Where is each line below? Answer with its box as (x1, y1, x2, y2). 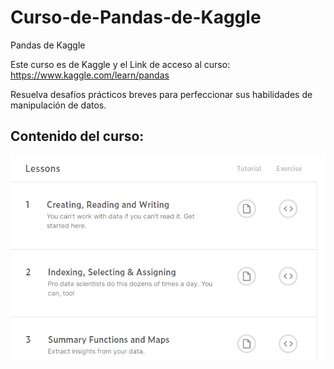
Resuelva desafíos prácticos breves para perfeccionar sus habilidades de (10, 88, 313, 100)
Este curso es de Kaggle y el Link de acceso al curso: (10, 58, 231, 70)
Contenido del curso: (10, 128, 145, 145)
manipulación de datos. (10, 99, 107, 111)
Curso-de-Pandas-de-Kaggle (10, 6, 262, 29)
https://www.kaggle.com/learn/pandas (10, 69, 170, 81)
